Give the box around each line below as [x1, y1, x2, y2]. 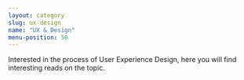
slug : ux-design [8, 19, 61, 27]
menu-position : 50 [8, 33, 68, 42]
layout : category [8, 11, 65, 20]
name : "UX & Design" [8, 26, 76, 34]
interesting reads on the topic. [8, 64, 106, 73]
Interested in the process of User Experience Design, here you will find [8, 55, 237, 64]
